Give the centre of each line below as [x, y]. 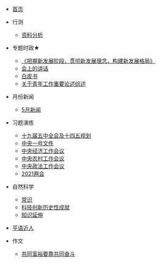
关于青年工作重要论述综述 [53, 84]
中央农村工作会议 [43, 158]
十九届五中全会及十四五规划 [56, 135]
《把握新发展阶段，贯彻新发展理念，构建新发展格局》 [88, 61]
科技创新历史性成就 [46, 207]
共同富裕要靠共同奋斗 [48, 254]
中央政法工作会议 [43, 166]
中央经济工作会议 [43, 151]
